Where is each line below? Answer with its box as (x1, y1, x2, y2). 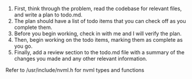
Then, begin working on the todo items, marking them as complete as (14, 37, 183, 43)
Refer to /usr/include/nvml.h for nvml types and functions (5, 67, 145, 73)
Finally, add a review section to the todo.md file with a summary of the (14, 49, 185, 55)
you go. (14, 42, 33, 50)
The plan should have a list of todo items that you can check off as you (14, 18, 186, 24)
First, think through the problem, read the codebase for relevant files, (14, 5, 182, 12)
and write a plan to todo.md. (14, 11, 83, 18)
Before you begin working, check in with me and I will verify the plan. (14, 30, 182, 37)
